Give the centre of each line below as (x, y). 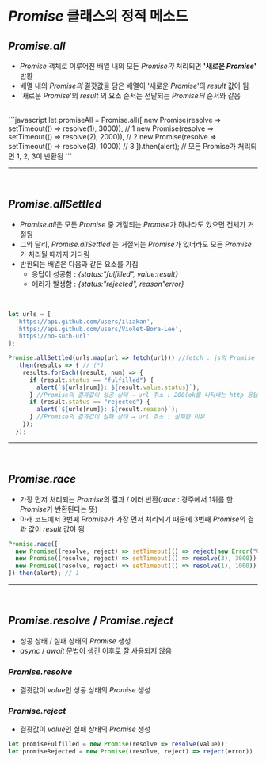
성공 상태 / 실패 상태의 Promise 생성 (75, 641)
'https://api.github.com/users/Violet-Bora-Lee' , (99, 329)
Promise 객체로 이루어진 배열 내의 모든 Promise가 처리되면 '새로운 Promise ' (138, 66)
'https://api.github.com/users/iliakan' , (85, 322)
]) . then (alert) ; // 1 (44, 574)
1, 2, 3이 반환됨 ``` (44, 156)
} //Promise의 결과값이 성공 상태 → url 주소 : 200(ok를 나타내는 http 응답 (144, 395)
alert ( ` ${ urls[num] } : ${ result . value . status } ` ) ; (118, 387)
